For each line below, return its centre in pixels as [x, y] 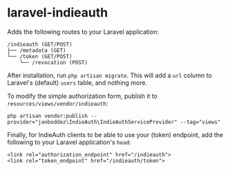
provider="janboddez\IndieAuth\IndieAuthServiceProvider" [92, 122]
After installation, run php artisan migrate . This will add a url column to [109, 75]
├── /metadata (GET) [37, 50]
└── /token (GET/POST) [40, 57]
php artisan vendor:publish [48, 116]
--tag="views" [200, 122]
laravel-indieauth [58, 13]
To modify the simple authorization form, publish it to [82, 96]
